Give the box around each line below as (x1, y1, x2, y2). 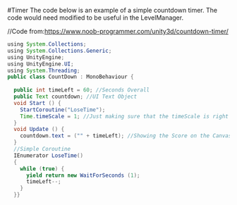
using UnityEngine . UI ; (7, 60, 74, 68)
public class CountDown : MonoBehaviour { (7, 73, 134, 80)
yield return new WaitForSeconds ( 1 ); (25, 172, 140, 179)
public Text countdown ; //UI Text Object (13, 93, 138, 100)
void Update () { (13, 126, 65, 133)
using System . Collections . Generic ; (7, 47, 112, 54)
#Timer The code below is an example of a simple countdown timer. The (7, 6, 217, 14)
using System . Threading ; (7, 67, 80, 74)
